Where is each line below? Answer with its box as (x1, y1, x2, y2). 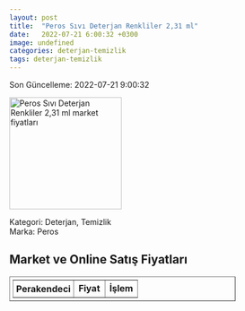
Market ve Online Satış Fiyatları (9, 252, 188, 267)
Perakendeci (16, 282, 72, 295)
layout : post (9, 13, 58, 22)
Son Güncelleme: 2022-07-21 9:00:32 (9, 80, 150, 90)
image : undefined (9, 38, 74, 48)
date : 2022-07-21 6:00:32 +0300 (9, 30, 139, 39)
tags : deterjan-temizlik (9, 55, 102, 64)
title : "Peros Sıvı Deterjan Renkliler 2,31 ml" (9, 22, 199, 30)
